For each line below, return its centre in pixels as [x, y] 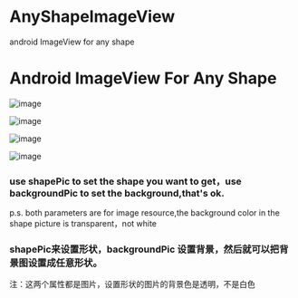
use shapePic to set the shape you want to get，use [125, 181]
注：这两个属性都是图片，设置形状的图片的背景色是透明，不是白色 [132, 284]
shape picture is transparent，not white [83, 224]
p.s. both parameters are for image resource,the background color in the [145, 213]
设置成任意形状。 [65, 263]
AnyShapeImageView [92, 17]
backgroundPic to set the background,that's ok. [117, 193]
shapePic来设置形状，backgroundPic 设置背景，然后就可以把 [144, 249]
